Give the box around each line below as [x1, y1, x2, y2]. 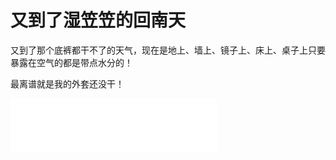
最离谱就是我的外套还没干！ [10, 77, 125, 90]
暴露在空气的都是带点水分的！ [10, 56, 133, 68]
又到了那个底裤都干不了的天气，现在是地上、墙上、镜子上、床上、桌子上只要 [10, 44, 326, 56]
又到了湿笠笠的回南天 [10, 9, 187, 32]
